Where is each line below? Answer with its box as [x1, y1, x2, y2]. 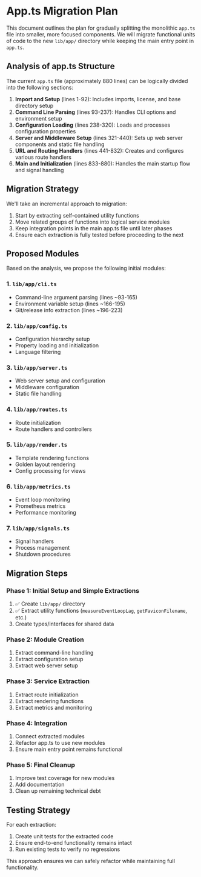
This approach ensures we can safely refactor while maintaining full [6, 858, 176, 865]
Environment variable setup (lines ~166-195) [15, 300, 125, 307]
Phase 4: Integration [6, 719, 68, 727]
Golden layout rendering [15, 461, 76, 468]
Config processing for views [15, 467, 86, 474]
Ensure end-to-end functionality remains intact [15, 839, 132, 847]
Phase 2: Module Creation [6, 635, 84, 644]
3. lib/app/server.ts [6, 363, 68, 372]
